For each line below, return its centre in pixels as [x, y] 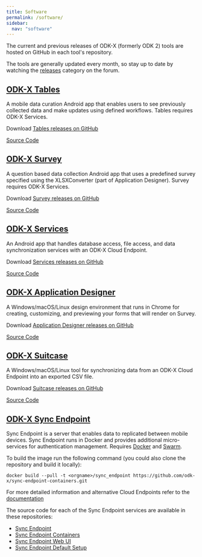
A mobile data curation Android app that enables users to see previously [96, 104]
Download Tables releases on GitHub [52, 129]
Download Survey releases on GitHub [53, 198]
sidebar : [17, 23]
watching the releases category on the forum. [63, 71]
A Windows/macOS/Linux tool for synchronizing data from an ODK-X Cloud [99, 370]
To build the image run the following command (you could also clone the [96, 458]
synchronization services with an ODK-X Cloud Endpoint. [77, 250]
